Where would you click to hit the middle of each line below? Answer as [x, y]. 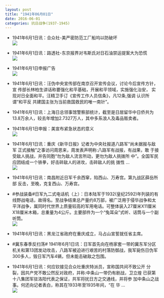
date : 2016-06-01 [23, 19]
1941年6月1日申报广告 [34, 68]
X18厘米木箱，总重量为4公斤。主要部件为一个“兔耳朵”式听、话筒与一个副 [85, 213]
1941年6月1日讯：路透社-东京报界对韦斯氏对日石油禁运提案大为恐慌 [80, 53]
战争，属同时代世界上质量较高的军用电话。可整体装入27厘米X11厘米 [89, 206]
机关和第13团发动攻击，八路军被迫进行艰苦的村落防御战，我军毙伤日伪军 [85, 250]
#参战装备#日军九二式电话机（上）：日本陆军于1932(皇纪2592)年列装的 [83, 194]
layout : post [18, 10]
